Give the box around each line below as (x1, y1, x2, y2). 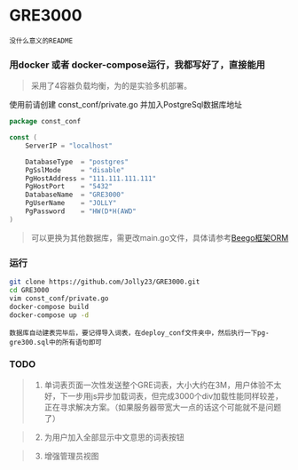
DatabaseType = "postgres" (25, 157, 129, 166)
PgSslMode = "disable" (25, 165, 125, 174)
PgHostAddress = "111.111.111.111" (25, 174, 157, 183)
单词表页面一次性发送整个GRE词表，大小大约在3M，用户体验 (43, 379, 266, 390)
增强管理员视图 (43, 450, 99, 461)
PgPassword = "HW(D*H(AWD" (25, 207, 137, 216)
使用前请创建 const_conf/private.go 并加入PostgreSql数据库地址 (9, 100, 242, 110)
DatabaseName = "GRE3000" (25, 190, 125, 200)
